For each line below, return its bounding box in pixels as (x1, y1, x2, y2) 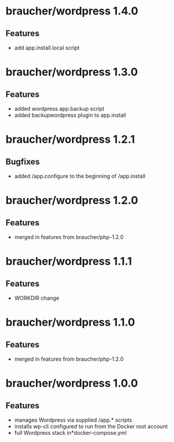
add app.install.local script (14, 44, 80, 51)
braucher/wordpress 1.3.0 (5, 65, 139, 79)
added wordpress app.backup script (14, 105, 104, 112)
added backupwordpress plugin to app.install (14, 111, 127, 119)
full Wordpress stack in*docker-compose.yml (14, 429, 127, 436)
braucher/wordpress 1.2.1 (5, 132, 136, 146)
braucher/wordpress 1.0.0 (5, 376, 139, 390)
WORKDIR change (14, 294, 59, 302)
